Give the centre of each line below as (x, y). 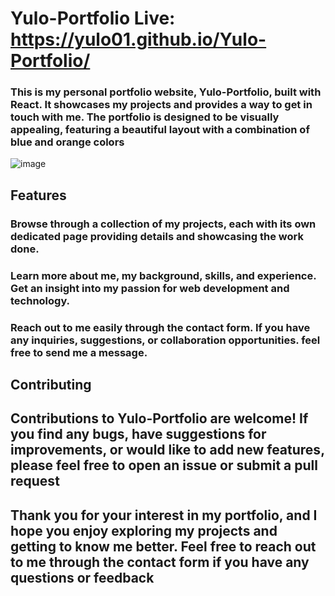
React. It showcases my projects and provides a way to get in (161, 105)
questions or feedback (82, 577)
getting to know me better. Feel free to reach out (163, 546)
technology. (40, 300)
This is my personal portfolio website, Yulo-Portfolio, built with (166, 92)
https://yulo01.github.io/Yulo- (138, 39)
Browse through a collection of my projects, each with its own (163, 224)
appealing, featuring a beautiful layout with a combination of (160, 130)
